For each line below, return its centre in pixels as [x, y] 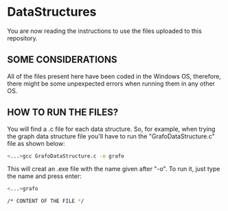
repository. [22, 38]
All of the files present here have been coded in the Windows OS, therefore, [114, 76]
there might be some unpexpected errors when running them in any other [111, 84]
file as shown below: [36, 143]
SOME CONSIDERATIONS [62, 60]
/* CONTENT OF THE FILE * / [46, 201]
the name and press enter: [44, 176]
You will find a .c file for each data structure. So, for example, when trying [111, 129]
